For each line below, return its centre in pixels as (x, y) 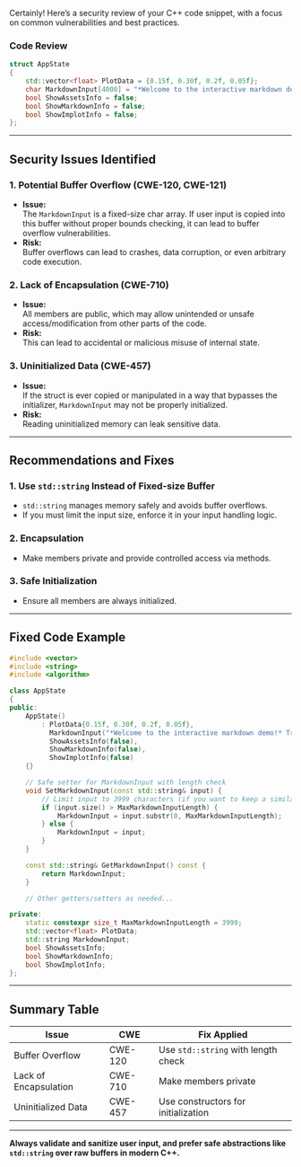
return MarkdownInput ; (84, 874)
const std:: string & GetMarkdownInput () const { (116, 865)
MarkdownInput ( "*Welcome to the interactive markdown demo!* (165, 733)
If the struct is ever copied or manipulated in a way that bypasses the (150, 395)
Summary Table (54, 1009)
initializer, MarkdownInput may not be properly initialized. (125, 404)
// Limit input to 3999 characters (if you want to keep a (154, 799)
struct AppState (39, 65)
